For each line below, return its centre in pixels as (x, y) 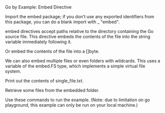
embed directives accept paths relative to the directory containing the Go (79, 31)
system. (13, 71)
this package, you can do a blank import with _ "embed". (62, 22)
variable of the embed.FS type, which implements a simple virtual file (75, 66)
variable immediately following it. (38, 42)
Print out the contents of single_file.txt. (44, 81)
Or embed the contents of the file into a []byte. (52, 51)
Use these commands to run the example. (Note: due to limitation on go (78, 100)
